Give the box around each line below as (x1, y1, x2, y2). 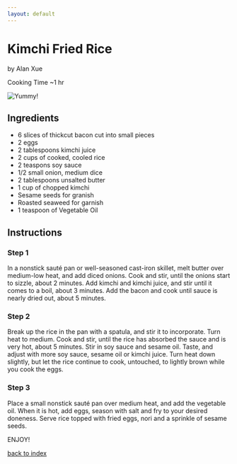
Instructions (7, 226, 62, 238)
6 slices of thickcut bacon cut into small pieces (17, 131, 155, 139)
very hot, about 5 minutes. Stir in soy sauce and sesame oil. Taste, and (7, 342, 214, 351)
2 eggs (17, 139, 38, 147)
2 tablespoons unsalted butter (17, 176, 106, 185)
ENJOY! (7, 435, 30, 443)
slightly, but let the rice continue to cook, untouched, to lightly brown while (7, 358, 225, 366)
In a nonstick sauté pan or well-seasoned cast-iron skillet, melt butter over (7, 264, 224, 272)
